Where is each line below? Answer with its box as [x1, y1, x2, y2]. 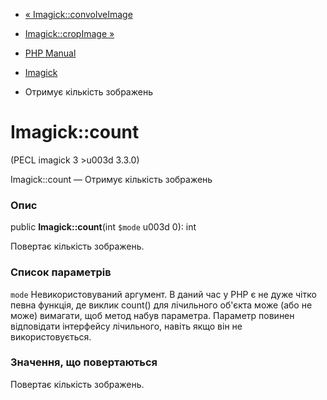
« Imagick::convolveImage [24, 9, 133, 20]
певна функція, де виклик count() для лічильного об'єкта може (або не [10, 299, 313, 311]
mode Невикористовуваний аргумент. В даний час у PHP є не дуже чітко [10, 288, 317, 300]
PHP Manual [24, 47, 77, 59]
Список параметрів [10, 265, 112, 279]
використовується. [10, 330, 92, 343]
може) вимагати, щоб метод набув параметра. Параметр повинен [10, 309, 295, 321]
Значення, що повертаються [10, 355, 158, 369]
